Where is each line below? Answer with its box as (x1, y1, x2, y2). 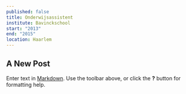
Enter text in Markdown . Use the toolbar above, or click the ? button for (6, 74, 181, 81)
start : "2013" (6, 25, 42, 32)
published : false (6, 8, 49, 15)
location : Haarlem (6, 37, 52, 43)
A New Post (6, 59, 51, 69)
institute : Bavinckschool (6, 20, 70, 26)
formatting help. (6, 81, 46, 88)
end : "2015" (6, 31, 36, 37)
